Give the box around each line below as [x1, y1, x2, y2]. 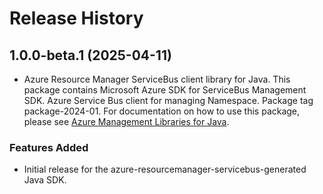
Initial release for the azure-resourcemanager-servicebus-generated [23, 163, 307, 176]
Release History [9, 7, 144, 30]
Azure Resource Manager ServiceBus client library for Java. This [23, 73, 291, 85]
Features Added [9, 140, 89, 154]
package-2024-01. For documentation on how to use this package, [23, 105, 301, 117]
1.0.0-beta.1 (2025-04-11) [9, 47, 172, 64]
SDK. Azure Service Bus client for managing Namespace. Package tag [23, 95, 314, 106]
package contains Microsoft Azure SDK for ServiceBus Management [23, 84, 307, 96]
